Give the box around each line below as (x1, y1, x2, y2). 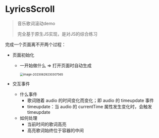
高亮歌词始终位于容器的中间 (27, 127, 84, 133)
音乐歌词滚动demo (17, 20, 55, 26)
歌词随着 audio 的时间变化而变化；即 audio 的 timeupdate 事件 (27, 97, 155, 103)
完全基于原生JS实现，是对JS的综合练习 (17, 31, 98, 37)
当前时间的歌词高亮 (27, 121, 67, 127)
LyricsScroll (5, 3, 55, 15)
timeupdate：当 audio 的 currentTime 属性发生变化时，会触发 (27, 103, 153, 109)
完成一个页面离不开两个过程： (5, 41, 66, 47)
